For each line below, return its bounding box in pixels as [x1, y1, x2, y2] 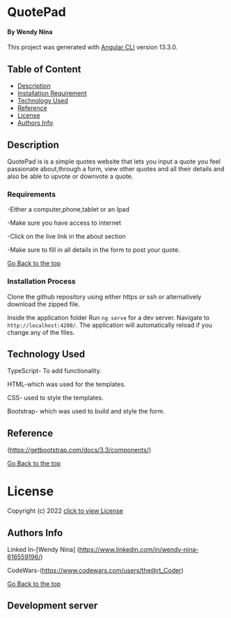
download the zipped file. [7, 300, 80, 308]
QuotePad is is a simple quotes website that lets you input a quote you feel [7, 157, 221, 166]
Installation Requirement [17, 89, 87, 97]
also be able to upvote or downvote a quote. [7, 172, 134, 181]
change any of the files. [7, 328, 75, 336]
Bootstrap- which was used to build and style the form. [7, 407, 165, 415]
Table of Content [7, 63, 81, 75]
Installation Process [7, 276, 76, 286]
